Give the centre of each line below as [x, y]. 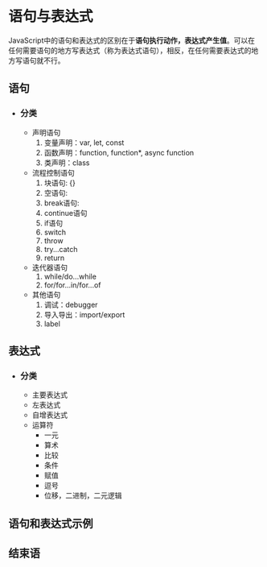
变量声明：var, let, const [84, 143]
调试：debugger [71, 304]
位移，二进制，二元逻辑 [83, 495]
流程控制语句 [53, 172]
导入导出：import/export [84, 314]
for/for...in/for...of [73, 285]
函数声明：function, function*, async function [119, 152]
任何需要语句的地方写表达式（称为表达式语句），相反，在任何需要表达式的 [130, 50]
